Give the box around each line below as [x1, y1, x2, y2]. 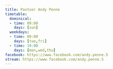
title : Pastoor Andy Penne [5, 7, 60, 12]
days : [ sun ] [14, 25, 38, 30]
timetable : [5, 12, 27, 17]
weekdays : [9, 30, 29, 34]
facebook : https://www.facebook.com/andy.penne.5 [5, 52, 109, 57]
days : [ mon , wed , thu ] [14, 48, 56, 52]
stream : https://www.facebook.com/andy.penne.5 [5, 57, 104, 62]
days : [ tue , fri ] [14, 39, 47, 44]
